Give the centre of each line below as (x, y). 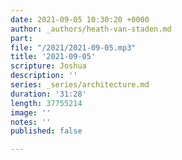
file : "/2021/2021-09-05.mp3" (73, 47)
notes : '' (31, 122)
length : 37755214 (46, 103)
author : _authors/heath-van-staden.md (91, 29)
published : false (46, 131)
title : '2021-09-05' (53, 57)
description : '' (44, 76)
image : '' (31, 112)
